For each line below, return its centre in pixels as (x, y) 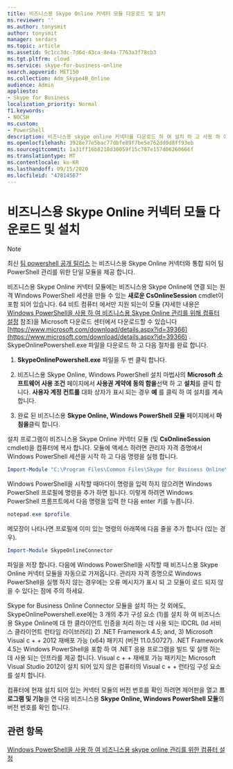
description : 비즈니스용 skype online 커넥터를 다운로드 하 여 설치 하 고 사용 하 (114, 136)
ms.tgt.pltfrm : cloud (38, 59)
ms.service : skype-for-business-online (65, 65)
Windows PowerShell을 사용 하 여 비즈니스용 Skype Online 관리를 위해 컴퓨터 (113, 313)
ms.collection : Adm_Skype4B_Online (59, 78)
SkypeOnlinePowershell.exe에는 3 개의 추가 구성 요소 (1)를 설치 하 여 (102, 615)
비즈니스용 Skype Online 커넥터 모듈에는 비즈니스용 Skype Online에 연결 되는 (113, 287)
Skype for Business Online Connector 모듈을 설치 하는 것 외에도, (96, 605)
